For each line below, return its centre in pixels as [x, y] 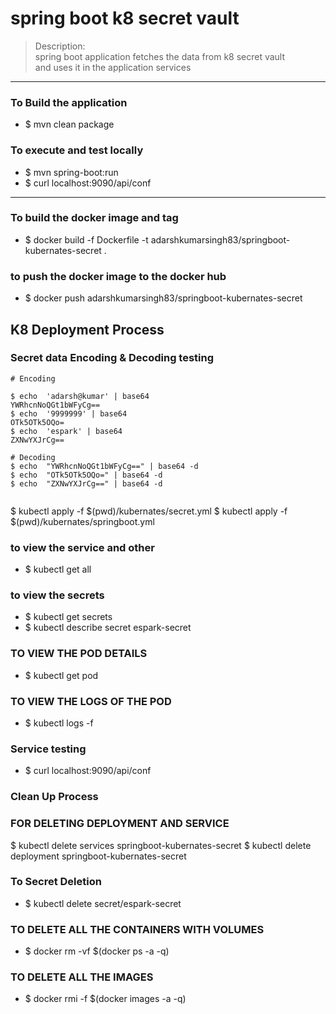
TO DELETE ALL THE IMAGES [82, 977]
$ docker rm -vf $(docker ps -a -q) [97, 951]
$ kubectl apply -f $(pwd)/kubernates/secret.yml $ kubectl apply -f [149, 511]
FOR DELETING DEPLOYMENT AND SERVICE [120, 824]
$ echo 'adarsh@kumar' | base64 [80, 396]
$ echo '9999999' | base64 [69, 413]
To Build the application [69, 102]
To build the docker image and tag [94, 218]
